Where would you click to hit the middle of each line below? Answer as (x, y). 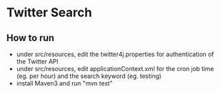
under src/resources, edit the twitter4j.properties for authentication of (115, 54)
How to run (31, 38)
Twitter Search (49, 13)
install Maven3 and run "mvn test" (65, 83)
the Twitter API (37, 62)
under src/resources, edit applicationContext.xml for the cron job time (115, 69)
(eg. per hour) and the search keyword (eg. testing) (89, 76)
